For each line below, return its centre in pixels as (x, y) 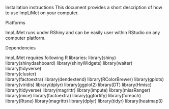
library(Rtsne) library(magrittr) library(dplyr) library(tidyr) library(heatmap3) (84, 101)
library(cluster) (21, 74)
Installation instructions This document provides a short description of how (84, 7)
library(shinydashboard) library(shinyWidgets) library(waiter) (69, 63)
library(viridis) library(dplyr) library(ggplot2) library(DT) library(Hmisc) (78, 85)
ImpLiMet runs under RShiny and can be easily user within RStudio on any (83, 32)
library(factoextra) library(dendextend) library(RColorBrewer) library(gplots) (85, 79)
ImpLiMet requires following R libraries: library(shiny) (61, 58)
